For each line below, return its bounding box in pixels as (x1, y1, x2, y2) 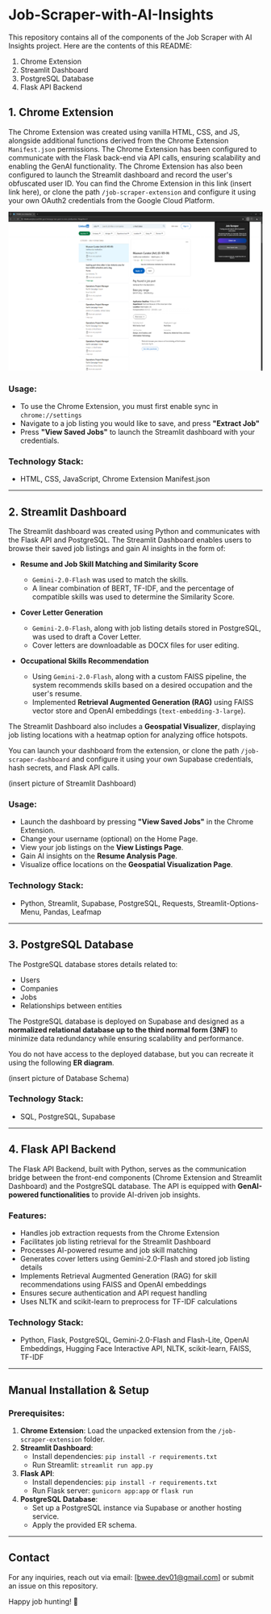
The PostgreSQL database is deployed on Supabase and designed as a (8, 1016, 244, 1026)
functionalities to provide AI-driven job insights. (40, 1190, 201, 1199)
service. (31, 1511, 60, 1521)
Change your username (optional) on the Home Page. (19, 834, 198, 844)
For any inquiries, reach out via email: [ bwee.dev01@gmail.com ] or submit (8, 1572, 254, 1582)
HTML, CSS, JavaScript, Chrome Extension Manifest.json (19, 474, 211, 484)
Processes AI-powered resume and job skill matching (19, 1245, 198, 1255)
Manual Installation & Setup (8, 1383, 149, 1397)
